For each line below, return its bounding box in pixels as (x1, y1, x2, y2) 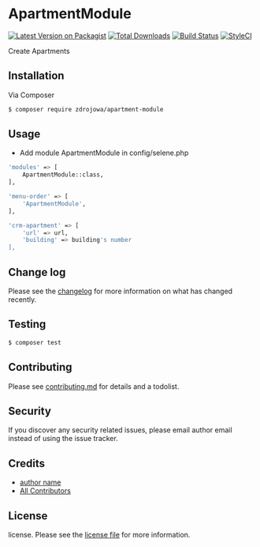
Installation (8, 69, 65, 83)
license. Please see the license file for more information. (8, 530, 191, 539)
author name (19, 477, 61, 487)
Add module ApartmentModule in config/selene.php (19, 148, 189, 158)
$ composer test (8, 338, 61, 346)
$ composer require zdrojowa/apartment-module (8, 105, 164, 113)
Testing (8, 318, 46, 331)
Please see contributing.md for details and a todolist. (8, 381, 180, 391)
